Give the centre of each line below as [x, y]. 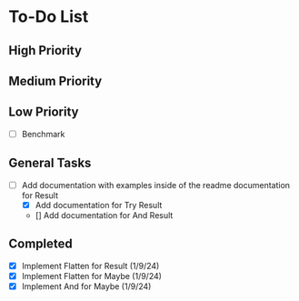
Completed [41, 244]
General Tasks [50, 163]
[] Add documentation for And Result [104, 215]
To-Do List [49, 17]
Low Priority [44, 112]
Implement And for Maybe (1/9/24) [86, 286]
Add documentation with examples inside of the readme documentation [156, 185]
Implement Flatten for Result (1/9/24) [90, 266]
